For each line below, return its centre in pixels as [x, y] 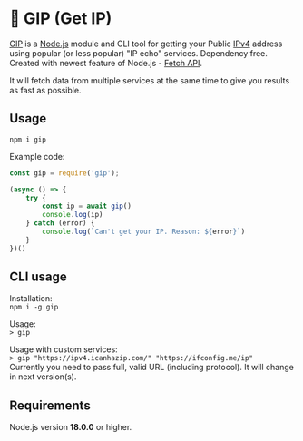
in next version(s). [43, 377]
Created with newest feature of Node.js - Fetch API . [106, 63]
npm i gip [28, 140]
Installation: [31, 299]
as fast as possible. [45, 90]
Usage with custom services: [64, 349]
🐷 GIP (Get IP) [61, 19]
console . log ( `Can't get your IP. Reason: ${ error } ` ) [144, 231]
